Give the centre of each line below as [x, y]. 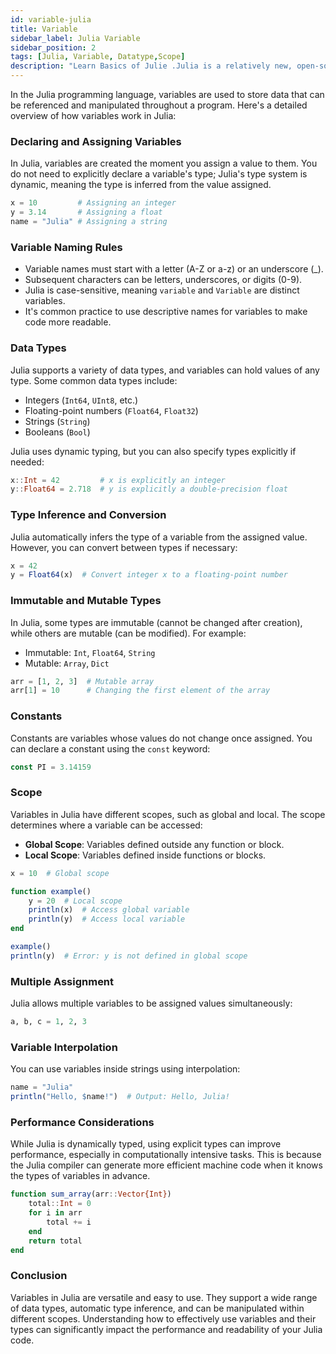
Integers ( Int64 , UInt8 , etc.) [81, 400]
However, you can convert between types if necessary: [124, 547]
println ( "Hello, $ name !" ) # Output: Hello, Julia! [120, 1097]
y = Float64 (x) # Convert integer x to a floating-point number [149, 575]
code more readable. [68, 322]
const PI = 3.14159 [51, 767]
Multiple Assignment [62, 981]
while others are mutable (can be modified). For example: [128, 633]
